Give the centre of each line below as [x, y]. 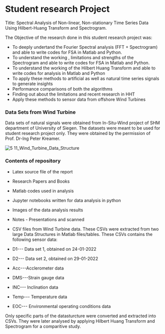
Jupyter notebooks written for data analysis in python [66, 200]
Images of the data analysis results [48, 210]
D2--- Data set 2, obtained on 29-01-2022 [55, 258]
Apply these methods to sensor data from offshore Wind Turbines [79, 99]
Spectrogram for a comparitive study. [43, 326]
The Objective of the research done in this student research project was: [79, 37]
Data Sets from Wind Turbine [40, 112]
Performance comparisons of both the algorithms [62, 89]
